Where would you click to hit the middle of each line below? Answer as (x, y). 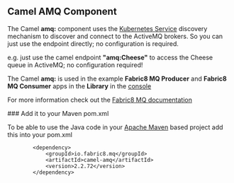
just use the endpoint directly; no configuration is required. (93, 43)
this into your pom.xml (40, 134)
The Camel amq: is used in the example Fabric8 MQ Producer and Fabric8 (117, 78)
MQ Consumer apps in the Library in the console (79, 86)
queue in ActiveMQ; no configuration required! (75, 65)
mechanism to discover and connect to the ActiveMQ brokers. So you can (115, 36)
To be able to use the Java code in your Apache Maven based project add (115, 127)
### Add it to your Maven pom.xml (58, 113)
